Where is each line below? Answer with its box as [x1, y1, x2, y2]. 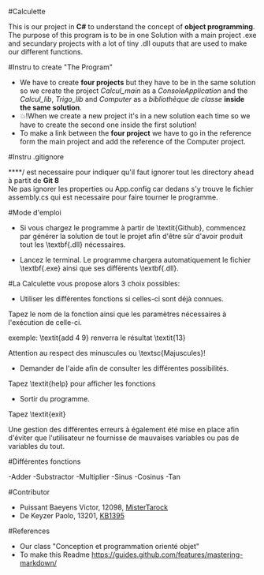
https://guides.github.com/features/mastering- [91, 550, 244, 559]
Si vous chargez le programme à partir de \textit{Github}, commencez [19, 223, 247, 232]
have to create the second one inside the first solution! [19, 120, 197, 129]
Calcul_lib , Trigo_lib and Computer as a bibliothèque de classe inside [19, 95, 245, 103]
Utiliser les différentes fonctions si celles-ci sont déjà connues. [19, 294, 225, 303]
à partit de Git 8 [8, 176, 59, 185]
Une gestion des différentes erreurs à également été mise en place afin [8, 425, 240, 434]
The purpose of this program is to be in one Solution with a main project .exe [8, 31, 257, 39]
